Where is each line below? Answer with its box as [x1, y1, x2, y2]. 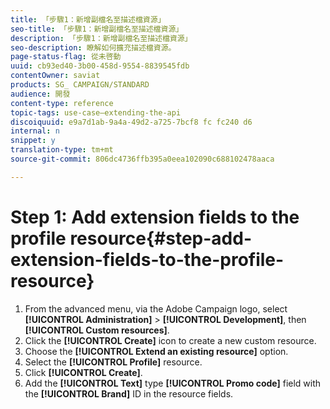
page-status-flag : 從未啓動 [10, 52, 122, 62]
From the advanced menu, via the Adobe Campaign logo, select [24, 302, 288, 315]
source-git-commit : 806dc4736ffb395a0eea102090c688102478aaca [10, 154, 275, 164]
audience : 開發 [10, 89, 71, 99]
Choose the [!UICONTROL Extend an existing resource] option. [24, 345, 289, 357]
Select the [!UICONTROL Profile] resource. [24, 356, 203, 368]
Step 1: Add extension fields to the [10, 206, 300, 228]
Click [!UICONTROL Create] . [24, 366, 143, 378]
